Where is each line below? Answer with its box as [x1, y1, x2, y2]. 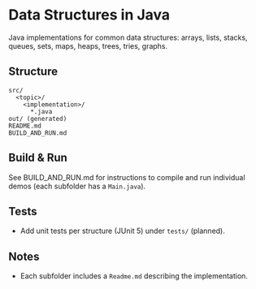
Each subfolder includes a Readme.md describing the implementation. [20, 271, 248, 281]
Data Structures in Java [8, 6, 171, 24]
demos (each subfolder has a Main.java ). [8, 181, 146, 191]
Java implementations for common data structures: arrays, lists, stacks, [8, 32, 248, 42]
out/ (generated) [8, 114, 67, 123]
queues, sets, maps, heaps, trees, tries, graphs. [8, 41, 168, 50]
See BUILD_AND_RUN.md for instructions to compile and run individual [8, 172, 245, 182]
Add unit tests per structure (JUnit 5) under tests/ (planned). [20, 226, 226, 236]
